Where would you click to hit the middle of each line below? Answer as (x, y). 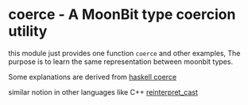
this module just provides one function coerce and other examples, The (124, 53)
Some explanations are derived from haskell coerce (93, 77)
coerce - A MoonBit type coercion (122, 15)
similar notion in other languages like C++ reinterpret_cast (103, 92)
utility (28, 31)
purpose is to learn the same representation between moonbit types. (120, 62)
